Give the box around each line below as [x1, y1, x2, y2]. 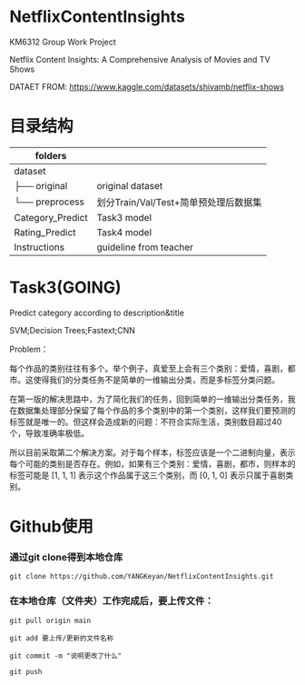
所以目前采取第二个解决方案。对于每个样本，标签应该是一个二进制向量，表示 [9, 447, 296, 458]
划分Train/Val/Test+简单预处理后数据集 [96, 195, 262, 208]
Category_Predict [14, 211, 88, 223]
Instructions [14, 241, 65, 253]
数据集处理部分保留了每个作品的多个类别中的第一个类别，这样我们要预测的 [16, 404, 296, 415]
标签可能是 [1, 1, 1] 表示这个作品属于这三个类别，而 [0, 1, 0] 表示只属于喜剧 [9, 470, 286, 481]
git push [9, 667, 43, 676]
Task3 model [96, 211, 152, 223]
